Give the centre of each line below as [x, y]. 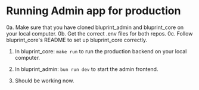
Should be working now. [44, 81]
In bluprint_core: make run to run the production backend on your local [101, 51]
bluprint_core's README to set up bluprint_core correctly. [77, 40]
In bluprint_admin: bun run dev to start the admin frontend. [86, 69]
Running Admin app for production [94, 11]
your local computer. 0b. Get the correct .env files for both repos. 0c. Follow [99, 33]
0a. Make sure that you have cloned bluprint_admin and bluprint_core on [95, 27]
